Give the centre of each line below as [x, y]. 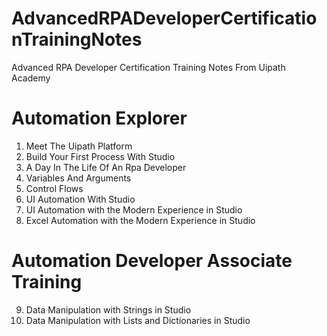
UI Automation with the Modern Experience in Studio [134, 209]
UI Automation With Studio [80, 199]
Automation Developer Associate [152, 261]
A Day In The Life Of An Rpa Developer [106, 167]
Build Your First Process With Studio [100, 156]
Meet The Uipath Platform [79, 146]
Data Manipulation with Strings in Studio [108, 309]
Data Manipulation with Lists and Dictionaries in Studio [138, 320]
